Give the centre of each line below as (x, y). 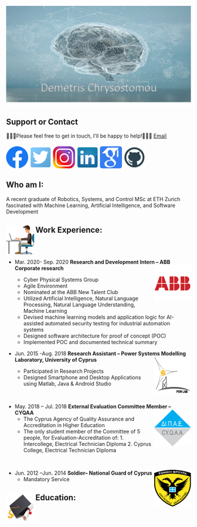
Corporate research (39, 268)
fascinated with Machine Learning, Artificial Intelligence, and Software (91, 205)
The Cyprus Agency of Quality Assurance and (79, 419)
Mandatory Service (46, 479)
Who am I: (25, 185)
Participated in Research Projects (64, 371)
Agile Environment (45, 286)
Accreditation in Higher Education (64, 425)
